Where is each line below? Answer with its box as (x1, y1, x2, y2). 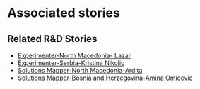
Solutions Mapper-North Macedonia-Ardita (17, 67, 143, 74)
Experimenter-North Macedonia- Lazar (17, 51, 131, 60)
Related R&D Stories (7, 33, 98, 45)
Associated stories (7, 5, 120, 21)
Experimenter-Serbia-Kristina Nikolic (17, 59, 125, 67)
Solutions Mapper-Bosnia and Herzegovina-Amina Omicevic (17, 74, 193, 82)
